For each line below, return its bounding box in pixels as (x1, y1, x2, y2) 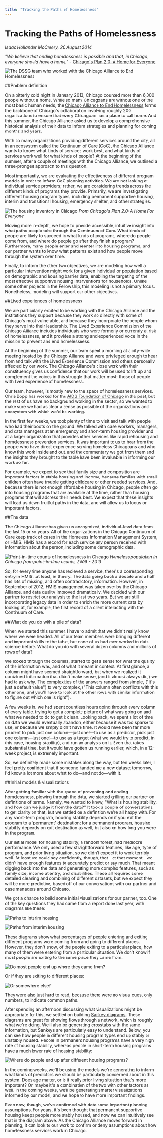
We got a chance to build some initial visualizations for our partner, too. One (5, 895, 157, 901)
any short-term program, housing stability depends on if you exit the (5, 814, 142, 820)
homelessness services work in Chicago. (5, 1127, 87, 1133)
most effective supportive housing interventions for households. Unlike (5, 278, 147, 284)
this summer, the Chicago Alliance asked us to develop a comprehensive (5, 117, 150, 124)
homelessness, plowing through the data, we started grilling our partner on (5, 794, 155, 800)
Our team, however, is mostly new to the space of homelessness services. (5, 388, 154, 394)
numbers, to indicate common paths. (5, 997, 79, 1003)
